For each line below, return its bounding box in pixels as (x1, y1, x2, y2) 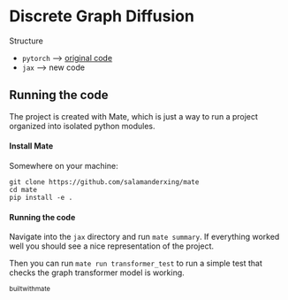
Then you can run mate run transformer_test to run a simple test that (9, 258, 263, 269)
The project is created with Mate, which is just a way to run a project (9, 111, 259, 121)
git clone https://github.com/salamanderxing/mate (9, 177, 200, 187)
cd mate (9, 185, 38, 194)
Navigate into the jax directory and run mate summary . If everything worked (9, 232, 280, 242)
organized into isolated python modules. (9, 120, 156, 131)
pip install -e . (9, 193, 73, 202)
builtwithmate (9, 285, 51, 294)
